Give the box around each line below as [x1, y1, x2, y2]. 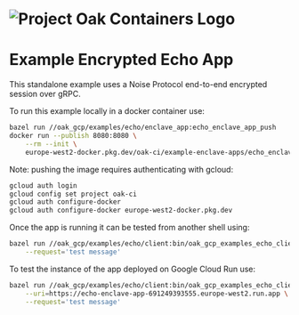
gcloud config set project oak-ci [9, 190, 138, 198]
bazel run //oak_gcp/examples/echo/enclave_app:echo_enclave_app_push [9, 123, 277, 133]
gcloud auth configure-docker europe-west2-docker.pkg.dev [9, 206, 233, 215]
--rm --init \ [25, 139, 77, 149]
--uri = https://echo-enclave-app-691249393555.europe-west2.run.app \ [25, 289, 289, 298]
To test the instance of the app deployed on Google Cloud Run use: [9, 263, 256, 274]
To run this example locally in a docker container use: [9, 106, 205, 117]
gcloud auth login [9, 181, 77, 190]
